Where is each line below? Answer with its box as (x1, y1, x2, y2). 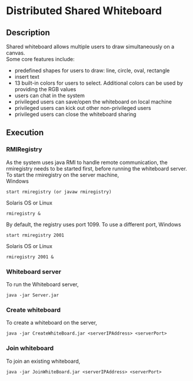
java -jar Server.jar (6, 292, 59, 298)
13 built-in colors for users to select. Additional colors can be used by (14, 79, 184, 86)
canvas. (6, 49, 25, 56)
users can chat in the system (14, 92, 85, 99)
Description (6, 28, 50, 38)
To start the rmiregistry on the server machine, (6, 171, 119, 178)
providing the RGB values (14, 86, 76, 92)
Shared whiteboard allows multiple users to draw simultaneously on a (6, 43, 175, 50)
